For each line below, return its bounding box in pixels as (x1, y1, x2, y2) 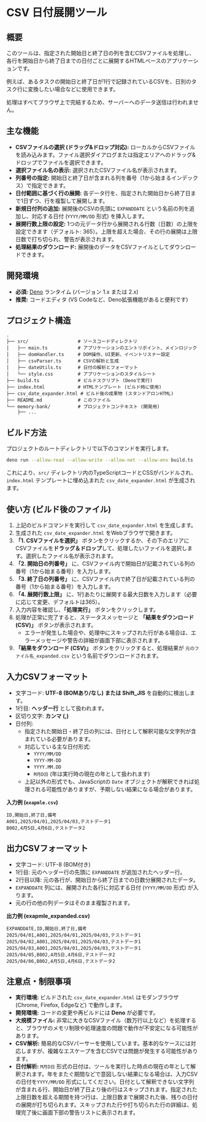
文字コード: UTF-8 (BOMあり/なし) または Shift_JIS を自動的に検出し (15, 689, 190, 696)
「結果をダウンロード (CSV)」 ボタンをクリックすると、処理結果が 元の (15, 644, 195, 652)
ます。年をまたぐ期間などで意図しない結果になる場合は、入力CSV (31, 1070, 198, 1078)
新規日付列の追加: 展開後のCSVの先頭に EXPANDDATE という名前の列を (15, 205, 189, 212)
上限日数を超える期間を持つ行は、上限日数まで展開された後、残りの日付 (15, 1094, 198, 1101)
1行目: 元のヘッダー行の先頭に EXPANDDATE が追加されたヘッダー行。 (15, 868, 186, 876)
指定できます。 (31, 182, 69, 189)
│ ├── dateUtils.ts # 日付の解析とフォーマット (6, 365, 139, 371)
